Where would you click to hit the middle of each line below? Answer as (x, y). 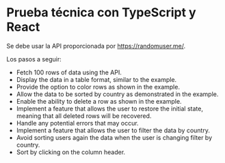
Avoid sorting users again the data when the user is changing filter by (114, 137)
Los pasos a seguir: (34, 59)
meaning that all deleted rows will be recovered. (84, 116)
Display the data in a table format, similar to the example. (96, 79)
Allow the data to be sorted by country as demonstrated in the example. (117, 94)
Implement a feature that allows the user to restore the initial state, (109, 108)
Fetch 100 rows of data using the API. (69, 72)
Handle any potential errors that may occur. (77, 123)
